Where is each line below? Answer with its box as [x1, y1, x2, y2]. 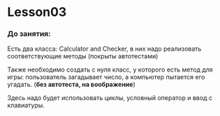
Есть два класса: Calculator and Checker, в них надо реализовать [7, 44, 202, 53]
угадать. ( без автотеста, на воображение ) [7, 81, 136, 89]
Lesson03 [7, 4, 67, 20]
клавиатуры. [7, 101, 45, 110]
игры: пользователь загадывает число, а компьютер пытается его [7, 73, 205, 81]
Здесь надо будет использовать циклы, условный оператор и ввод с [7, 94, 213, 102]
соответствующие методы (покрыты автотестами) [7, 52, 159, 60]
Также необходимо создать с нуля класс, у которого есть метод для [7, 65, 213, 74]
